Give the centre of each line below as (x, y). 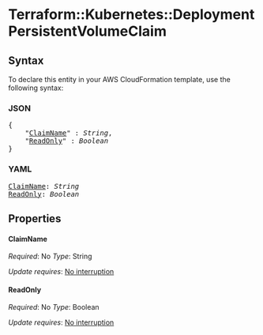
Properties (35, 218)
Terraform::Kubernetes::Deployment (131, 15)
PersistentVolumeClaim (88, 31)
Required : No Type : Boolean (54, 307)
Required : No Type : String (50, 256)
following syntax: (36, 88)
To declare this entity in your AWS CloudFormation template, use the (119, 79)
